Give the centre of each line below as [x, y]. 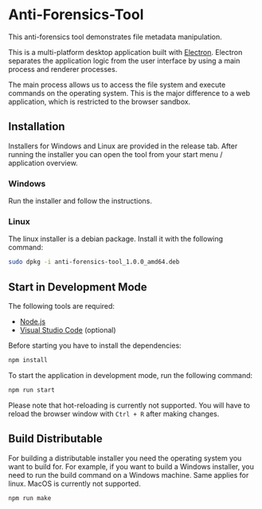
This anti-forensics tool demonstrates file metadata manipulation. [115, 37]
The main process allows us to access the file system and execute [117, 85]
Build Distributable [55, 439]
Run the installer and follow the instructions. [80, 201]
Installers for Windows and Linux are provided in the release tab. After [123, 146]
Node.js [33, 322]
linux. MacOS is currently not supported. [74, 483]
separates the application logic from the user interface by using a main [124, 61]
